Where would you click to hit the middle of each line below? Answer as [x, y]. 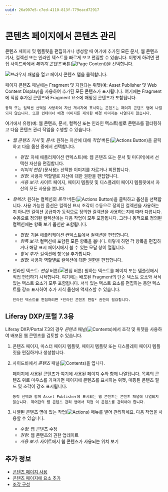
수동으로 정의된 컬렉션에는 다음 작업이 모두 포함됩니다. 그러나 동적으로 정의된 [87, 218]
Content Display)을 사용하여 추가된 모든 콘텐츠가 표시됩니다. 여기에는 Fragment [83, 91]
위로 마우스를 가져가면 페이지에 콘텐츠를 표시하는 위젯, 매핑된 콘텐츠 [88, 380]
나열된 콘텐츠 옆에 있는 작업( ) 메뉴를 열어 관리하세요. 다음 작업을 [85, 412]
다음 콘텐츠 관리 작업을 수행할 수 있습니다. [51, 129]
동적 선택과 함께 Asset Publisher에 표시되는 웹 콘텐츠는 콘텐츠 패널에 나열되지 [85, 397]
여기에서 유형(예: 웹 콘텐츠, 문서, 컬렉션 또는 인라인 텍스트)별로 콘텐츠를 [75, 123]
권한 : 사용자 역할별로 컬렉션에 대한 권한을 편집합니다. [71, 260]
